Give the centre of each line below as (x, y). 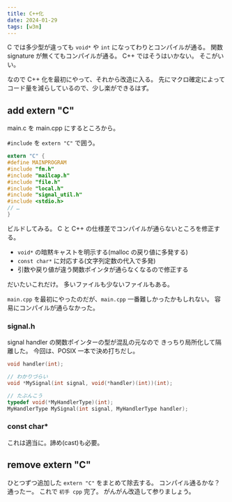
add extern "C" (41, 110)
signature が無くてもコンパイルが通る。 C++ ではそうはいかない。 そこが (113, 56)
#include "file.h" (34, 182)
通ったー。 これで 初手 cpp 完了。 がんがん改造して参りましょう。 (101, 491)
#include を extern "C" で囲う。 (53, 143)
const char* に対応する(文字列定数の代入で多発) (86, 260)
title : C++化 (25, 14)
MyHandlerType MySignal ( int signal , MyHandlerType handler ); (98, 409)
